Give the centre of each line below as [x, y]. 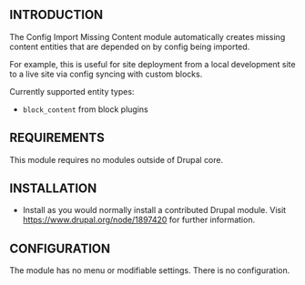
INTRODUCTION [56, 15]
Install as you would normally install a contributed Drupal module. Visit [154, 210]
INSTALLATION [53, 189]
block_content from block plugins [85, 109]
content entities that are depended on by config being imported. [130, 46]
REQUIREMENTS [57, 138]
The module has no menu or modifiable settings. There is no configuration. [150, 270]
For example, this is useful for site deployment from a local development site [152, 64]
